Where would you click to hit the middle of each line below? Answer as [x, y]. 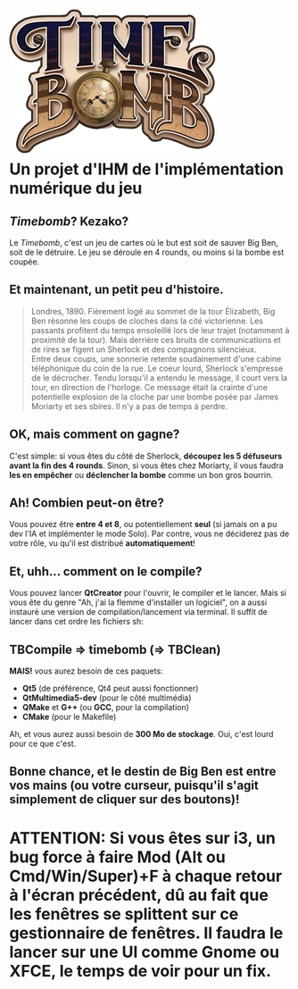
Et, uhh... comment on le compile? [106, 571]
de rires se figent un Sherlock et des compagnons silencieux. [144, 349]
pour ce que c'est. [43, 744]
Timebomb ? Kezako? [69, 221]
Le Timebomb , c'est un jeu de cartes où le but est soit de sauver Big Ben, [144, 243]
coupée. [25, 262]
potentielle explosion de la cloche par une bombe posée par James [155, 397]
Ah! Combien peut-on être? [87, 503]
